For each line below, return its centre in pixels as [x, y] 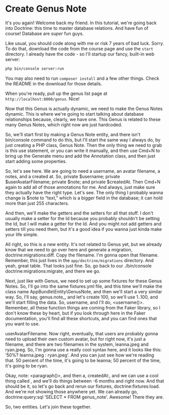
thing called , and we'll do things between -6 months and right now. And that [85, 381]
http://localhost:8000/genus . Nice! [42, 98]
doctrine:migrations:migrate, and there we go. [53, 271]
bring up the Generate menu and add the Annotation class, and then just [80, 156]
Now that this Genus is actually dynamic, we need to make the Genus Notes [84, 109]
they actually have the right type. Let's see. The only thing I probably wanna [84, 192]
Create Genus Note [46, 9]
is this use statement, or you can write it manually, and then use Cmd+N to [83, 150]
